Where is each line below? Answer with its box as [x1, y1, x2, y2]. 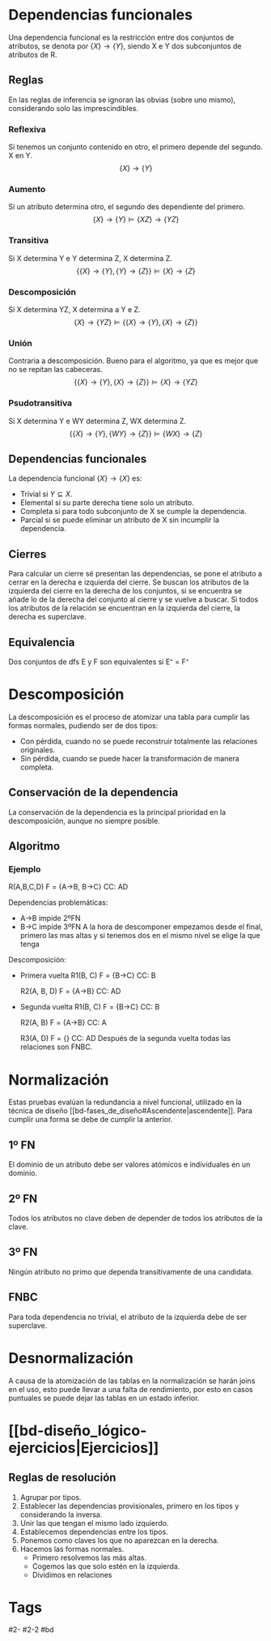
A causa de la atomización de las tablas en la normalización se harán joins [8, 1376, 256, 1386]
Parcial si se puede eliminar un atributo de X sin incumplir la [19, 515, 220, 525]
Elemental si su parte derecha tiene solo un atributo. [19, 498, 194, 508]
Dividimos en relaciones [32, 1570, 112, 1579]
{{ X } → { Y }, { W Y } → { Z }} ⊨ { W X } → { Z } [69, 428, 203, 439]
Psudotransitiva [8, 397, 73, 409]
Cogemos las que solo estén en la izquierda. [32, 1561, 180, 1570]
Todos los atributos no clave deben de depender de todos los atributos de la [8, 1213, 263, 1223]
